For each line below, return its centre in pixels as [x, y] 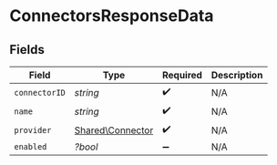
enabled [31, 147]
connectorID [40, 93]
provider [33, 130]
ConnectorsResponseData [112, 16]
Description [237, 75]
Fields [27, 50]
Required [183, 75]
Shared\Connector [114, 130]
